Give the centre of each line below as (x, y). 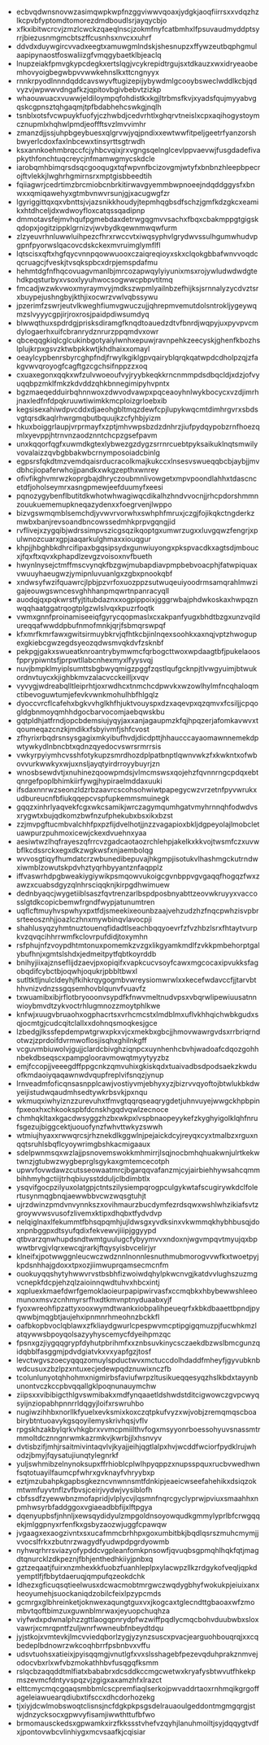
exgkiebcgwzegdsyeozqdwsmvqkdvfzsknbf (90, 643)
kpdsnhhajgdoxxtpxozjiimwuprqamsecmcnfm (92, 1265)
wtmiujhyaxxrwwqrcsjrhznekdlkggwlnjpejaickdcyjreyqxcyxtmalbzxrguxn (137, 1135)
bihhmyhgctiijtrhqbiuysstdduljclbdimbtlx (83, 1178)
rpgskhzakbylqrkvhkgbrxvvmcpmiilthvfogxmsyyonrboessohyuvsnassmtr (138, 1429)
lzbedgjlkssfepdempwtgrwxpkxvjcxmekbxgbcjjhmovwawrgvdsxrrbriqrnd (138, 1032)
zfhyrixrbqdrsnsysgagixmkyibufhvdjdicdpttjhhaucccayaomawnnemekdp (137, 738)
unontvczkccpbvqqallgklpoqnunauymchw (86, 1386)
